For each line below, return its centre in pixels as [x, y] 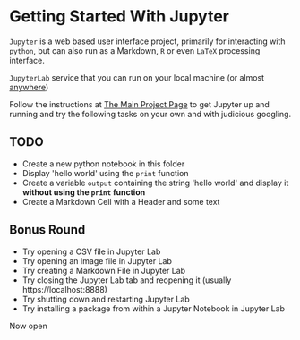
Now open [28, 326]
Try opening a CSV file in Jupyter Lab [91, 251]
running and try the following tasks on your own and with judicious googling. [150, 114]
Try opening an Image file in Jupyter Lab [97, 260]
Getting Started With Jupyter [120, 17]
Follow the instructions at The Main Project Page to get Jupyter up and [140, 104]
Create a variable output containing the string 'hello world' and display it [155, 183]
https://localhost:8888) [64, 289]
